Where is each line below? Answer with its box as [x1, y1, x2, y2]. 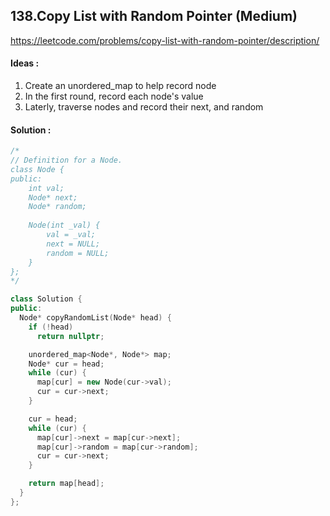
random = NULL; [46, 248, 110, 258]
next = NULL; [46, 239, 101, 249]
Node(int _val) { [28, 220, 101, 231]
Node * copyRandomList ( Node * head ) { [19, 313, 172, 323]
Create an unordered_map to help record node [24, 80, 217, 92]
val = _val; [46, 230, 97, 240]
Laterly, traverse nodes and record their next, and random [24, 101, 264, 113]
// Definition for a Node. [10, 155, 123, 166]
